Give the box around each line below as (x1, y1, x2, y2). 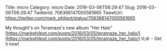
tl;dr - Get (141, 35, 162, 41)
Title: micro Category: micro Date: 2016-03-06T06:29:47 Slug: (5, 5, 136, 10)
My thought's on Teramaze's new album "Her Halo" (5, 25, 113, 31)
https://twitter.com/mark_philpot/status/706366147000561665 (5, 15, 136, 21)
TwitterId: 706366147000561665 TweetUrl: (33, 10, 123, 16)
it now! (5, 41, 19, 47)
